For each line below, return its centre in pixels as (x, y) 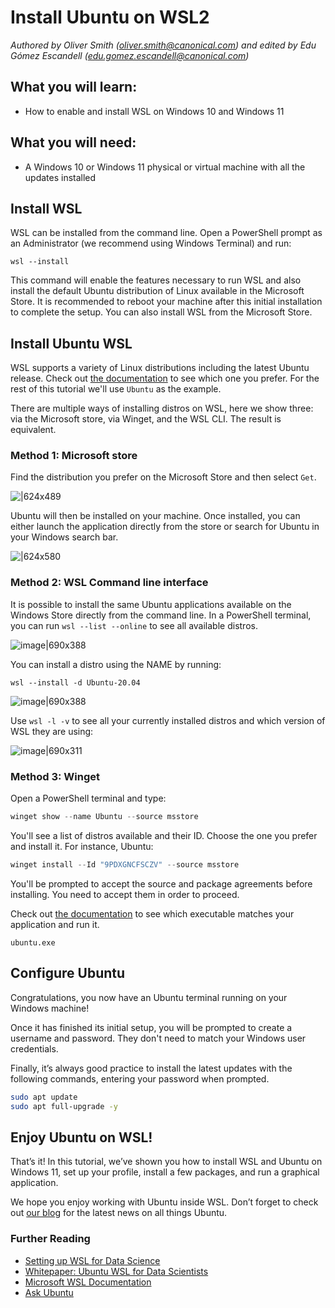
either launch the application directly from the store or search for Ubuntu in (165, 527)
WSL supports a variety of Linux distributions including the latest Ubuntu (160, 368)
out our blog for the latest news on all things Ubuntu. (119, 1213)
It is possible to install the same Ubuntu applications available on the (151, 604)
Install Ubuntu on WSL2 (110, 17)
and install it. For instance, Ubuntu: (82, 846)
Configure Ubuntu (68, 973)
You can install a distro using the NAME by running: (116, 664)
